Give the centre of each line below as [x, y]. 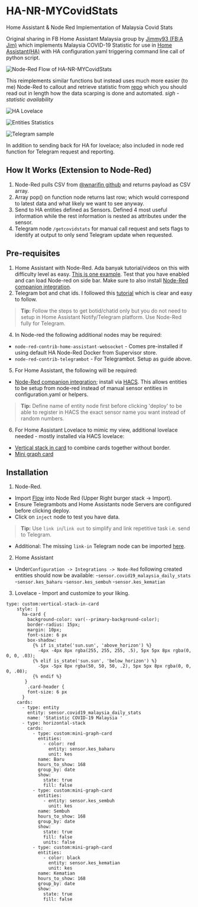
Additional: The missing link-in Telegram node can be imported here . [100, 546]
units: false [59, 842]
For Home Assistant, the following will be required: [76, 370]
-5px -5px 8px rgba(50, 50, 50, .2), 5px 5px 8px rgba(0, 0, [115, 666]
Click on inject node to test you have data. [67, 517]
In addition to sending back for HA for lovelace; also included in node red [95, 145]
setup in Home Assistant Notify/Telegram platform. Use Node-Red [101, 317]
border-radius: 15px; [54, 625]
